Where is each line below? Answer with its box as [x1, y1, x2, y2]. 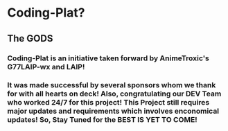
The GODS [7, 33, 53, 44]
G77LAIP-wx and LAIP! [7, 62, 85, 71]
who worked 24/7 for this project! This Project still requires [7, 98, 210, 107]
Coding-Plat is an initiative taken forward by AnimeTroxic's [7, 53, 210, 63]
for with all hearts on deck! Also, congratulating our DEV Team [7, 89, 222, 98]
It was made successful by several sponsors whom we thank [7, 80, 216, 90]
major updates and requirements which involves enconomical [7, 106, 220, 116]
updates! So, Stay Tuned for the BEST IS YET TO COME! [7, 115, 198, 125]
